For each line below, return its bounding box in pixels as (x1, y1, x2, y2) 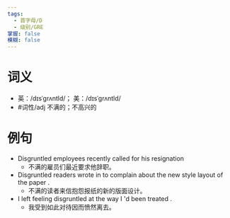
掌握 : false (7, 30, 40, 38)
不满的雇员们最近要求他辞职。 (28, 163, 115, 171)
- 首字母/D (13, 17, 42, 24)
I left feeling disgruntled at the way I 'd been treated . (17, 195, 172, 202)
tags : (7, 10, 23, 18)
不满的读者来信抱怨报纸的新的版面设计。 (28, 187, 146, 195)
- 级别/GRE (13, 23, 44, 30)
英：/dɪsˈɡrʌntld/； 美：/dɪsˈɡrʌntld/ (17, 94, 122, 103)
